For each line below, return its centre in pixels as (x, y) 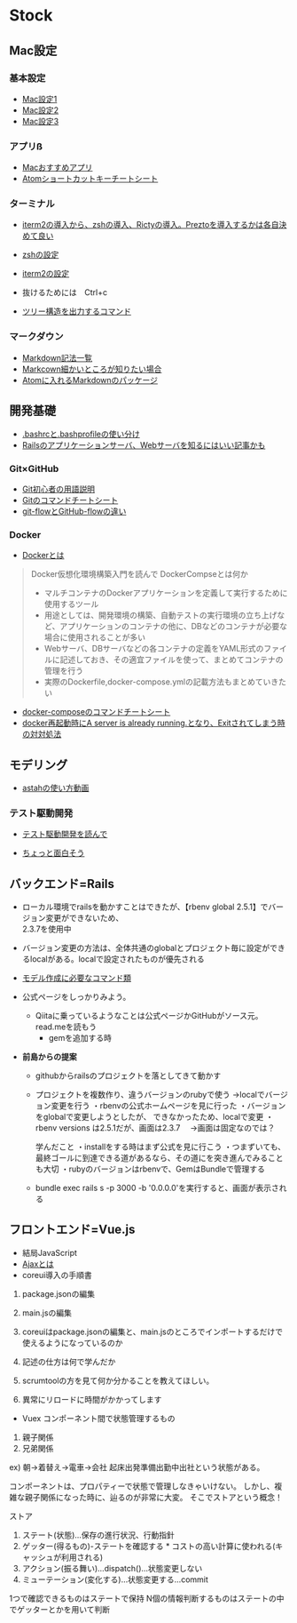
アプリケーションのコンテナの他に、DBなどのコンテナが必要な (173, 627)
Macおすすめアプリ (57, 168)
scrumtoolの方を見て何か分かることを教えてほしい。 (118, 1380)
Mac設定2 (40, 110)
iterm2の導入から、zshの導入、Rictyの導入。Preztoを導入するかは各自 (150, 225)
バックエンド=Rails (62, 884)
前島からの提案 (49, 1057)
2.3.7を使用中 (47, 929)
